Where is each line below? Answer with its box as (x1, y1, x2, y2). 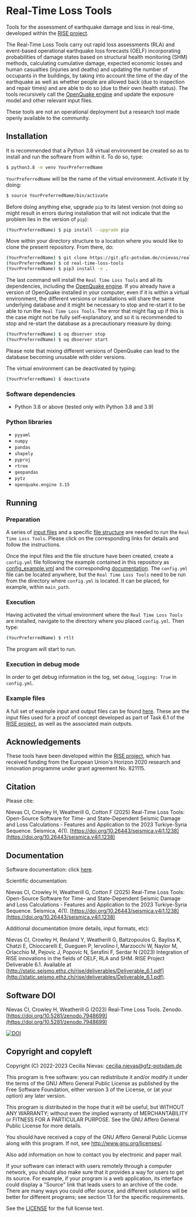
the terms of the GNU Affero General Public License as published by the (6, 1080, 179, 1087)
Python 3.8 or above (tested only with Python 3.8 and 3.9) (14, 403, 154, 410)
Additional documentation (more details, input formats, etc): (6, 925, 150, 932)
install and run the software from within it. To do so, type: (6, 153, 143, 160)
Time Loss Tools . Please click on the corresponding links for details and (6, 535, 179, 542)
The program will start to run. (6, 646, 76, 653)
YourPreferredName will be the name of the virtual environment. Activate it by (6, 175, 189, 182)
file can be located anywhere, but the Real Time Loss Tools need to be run (6, 571, 186, 578)
